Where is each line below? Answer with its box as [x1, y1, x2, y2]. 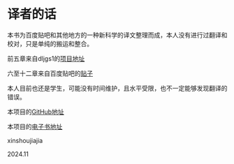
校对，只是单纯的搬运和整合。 [7, 39, 93, 47]
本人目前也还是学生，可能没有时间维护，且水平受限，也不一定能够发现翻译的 [7, 84, 228, 92]
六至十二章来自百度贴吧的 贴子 [7, 69, 93, 77]
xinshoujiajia [7, 136, 43, 144]
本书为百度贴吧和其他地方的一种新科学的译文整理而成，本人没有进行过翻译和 [7, 31, 228, 39]
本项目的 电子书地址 [7, 122, 63, 131]
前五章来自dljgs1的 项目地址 [7, 54, 85, 63]
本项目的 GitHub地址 [7, 107, 64, 116]
